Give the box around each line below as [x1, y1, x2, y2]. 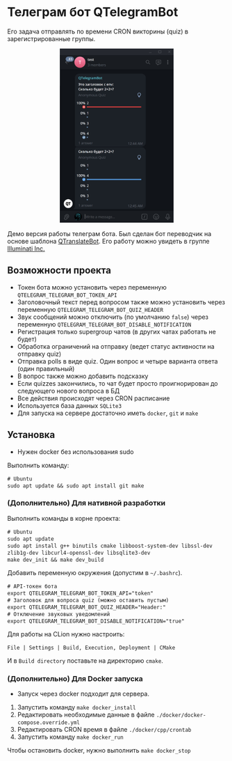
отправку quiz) [17, 350, 62, 358]
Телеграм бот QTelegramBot [7, 4, 179, 20]
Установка [7, 429, 56, 441]
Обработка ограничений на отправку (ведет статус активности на [17, 342, 215, 350]
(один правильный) [17, 364, 75, 372]
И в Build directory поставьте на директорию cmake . [7, 656, 163, 665]
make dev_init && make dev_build [7, 556, 104, 563]
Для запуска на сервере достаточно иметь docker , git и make [17, 409, 199, 417]
